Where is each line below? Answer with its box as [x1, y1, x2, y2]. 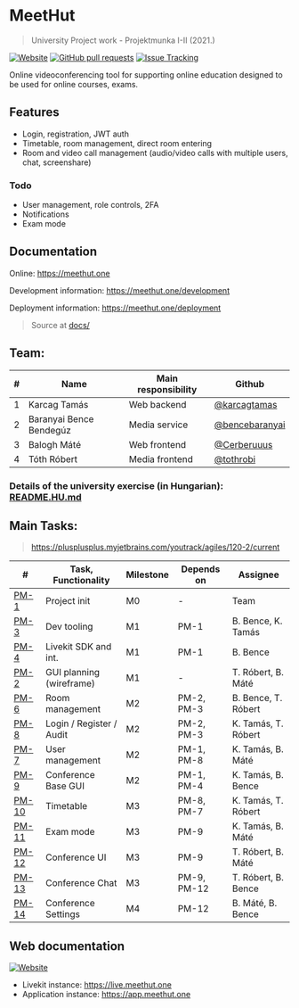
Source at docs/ [30, 319, 91, 330]
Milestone [125, 568, 169, 581]
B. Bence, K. [231, 615, 283, 627]
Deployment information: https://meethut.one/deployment [9, 302, 222, 313]
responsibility [137, 383, 198, 395]
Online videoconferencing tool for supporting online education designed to [9, 69, 283, 80]
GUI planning [45, 666, 101, 679]
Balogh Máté [28, 438, 82, 450]
